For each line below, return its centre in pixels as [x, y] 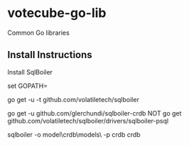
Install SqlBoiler [30, 72]
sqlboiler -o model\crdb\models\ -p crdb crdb [74, 134]
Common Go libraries [38, 33]
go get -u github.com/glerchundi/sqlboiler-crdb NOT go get [94, 113]
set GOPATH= [28, 86]
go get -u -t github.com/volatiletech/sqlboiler [74, 99]
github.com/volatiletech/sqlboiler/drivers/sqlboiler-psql [88, 120]
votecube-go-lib [57, 13]
